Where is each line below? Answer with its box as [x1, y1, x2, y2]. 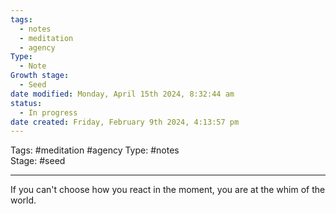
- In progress [19, 107, 78, 118]
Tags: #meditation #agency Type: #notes [10, 144, 180, 156]
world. [10, 194, 37, 206]
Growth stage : [10, 71, 70, 81]
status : [10, 98, 43, 108]
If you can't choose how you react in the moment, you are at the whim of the [10, 184, 326, 196]
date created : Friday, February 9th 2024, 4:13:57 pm [10, 117, 240, 127]
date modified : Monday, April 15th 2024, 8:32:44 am [10, 89, 235, 99]
